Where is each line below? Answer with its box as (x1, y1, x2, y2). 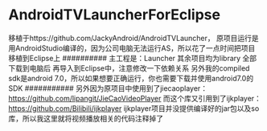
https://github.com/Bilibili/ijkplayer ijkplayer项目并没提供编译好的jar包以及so (8, 103, 260, 113)
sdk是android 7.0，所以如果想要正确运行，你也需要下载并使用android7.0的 (8, 73, 254, 83)
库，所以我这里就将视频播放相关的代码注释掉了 (8, 113, 163, 123)
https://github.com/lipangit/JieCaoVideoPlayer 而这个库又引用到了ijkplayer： (8, 93, 261, 103)
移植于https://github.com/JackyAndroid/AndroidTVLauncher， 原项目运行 (8, 33, 252, 43)
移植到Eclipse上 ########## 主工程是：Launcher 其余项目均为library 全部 (8, 53, 257, 63)
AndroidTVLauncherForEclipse (8, 6, 221, 24)
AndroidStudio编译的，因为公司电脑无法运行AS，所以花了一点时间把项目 (14, 43, 256, 53)
